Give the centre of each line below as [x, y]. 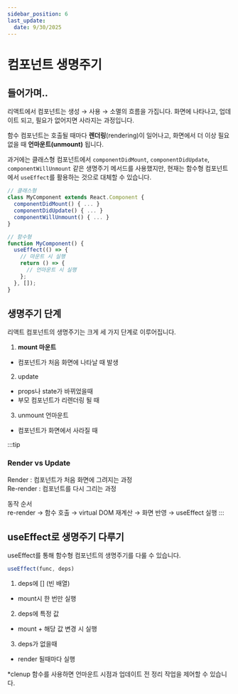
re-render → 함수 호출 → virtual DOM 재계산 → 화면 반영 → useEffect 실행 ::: [116, 512]
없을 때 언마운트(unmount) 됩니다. [56, 144]
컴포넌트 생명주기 [55, 64]
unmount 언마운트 [43, 415]
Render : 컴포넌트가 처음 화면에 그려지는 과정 [70, 479]
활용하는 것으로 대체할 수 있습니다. [104, 177]
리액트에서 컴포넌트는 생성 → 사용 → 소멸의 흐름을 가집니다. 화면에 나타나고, [113, 112]
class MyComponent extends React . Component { [76, 198]
